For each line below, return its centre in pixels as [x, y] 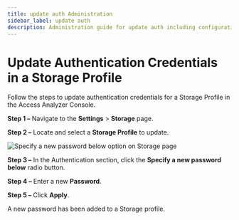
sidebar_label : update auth [49, 21]
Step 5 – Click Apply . [38, 195]
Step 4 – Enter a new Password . [54, 182]
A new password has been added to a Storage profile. [86, 209]
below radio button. [36, 167]
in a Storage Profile [65, 77]
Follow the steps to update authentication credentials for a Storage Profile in [119, 98]
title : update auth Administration [60, 14]
